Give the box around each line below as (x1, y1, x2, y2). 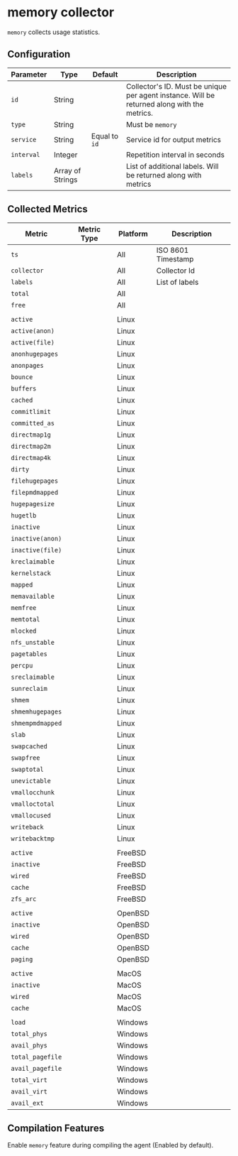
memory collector (7, 4, 115, 21)
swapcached (11, 742, 47, 750)
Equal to (91, 131, 119, 141)
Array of (53, 165, 81, 175)
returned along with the (126, 99, 204, 109)
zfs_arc (11, 895, 37, 903)
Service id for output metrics (126, 134, 222, 144)
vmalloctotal (11, 800, 55, 808)
